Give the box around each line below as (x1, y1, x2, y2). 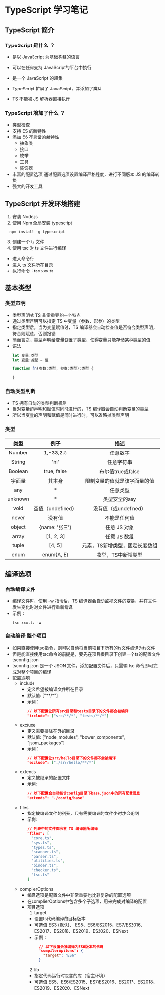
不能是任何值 (104, 514, 134, 521)
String (11, 458, 26, 465)
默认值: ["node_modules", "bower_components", (27, 734, 125, 740)
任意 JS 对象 (105, 524, 134, 531)
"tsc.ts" (31, 872, 49, 877)
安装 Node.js (12, 213, 38, 219)
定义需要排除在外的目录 (27, 728, 75, 734)
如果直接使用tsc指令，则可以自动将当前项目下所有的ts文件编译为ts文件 (12, 645, 156, 651)
